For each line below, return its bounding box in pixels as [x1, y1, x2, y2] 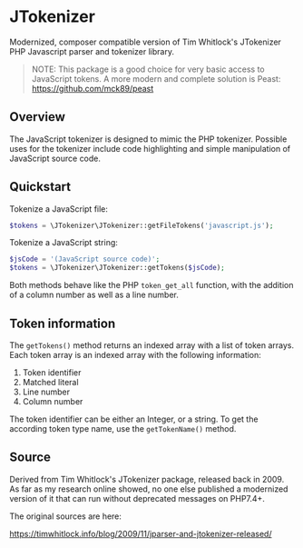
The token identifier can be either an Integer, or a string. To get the [9, 413, 259, 424]
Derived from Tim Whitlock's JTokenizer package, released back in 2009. [9, 473, 285, 484]
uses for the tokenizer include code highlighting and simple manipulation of [9, 143, 291, 154]
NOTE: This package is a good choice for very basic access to [31, 64, 265, 75]
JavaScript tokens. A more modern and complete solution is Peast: [31, 73, 281, 84]
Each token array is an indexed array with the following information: [9, 350, 261, 360]
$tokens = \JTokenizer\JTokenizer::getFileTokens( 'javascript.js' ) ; [9, 221, 274, 230]
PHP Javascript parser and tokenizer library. [9, 45, 175, 56]
